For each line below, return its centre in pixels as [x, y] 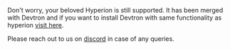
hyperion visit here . [36, 25]
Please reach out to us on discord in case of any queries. [91, 39]
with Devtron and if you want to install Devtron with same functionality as [115, 18]
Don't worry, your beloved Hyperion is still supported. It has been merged [115, 10]
